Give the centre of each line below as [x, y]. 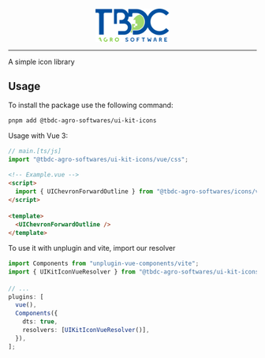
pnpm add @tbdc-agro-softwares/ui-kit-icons [82, 121]
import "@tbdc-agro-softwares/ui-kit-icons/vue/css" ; [99, 160]
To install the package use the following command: [91, 105]
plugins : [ [26, 296]
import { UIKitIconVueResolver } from [72, 272]
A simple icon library [41, 62]
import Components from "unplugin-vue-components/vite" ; [104, 264]
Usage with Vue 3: [38, 136]
